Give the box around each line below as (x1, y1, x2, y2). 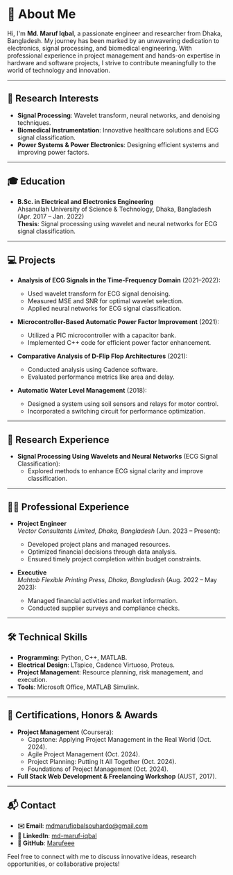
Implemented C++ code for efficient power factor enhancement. (27, 339, 212, 347)
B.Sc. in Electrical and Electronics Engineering (17, 197, 154, 205)
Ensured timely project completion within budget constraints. (27, 555, 202, 563)
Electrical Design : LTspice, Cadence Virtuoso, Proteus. (17, 661, 175, 669)
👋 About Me (7, 6, 76, 22)
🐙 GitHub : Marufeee (17, 839, 75, 847)
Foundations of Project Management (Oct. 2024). (27, 765, 169, 773)
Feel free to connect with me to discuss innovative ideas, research (7, 853, 197, 861)
